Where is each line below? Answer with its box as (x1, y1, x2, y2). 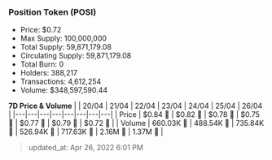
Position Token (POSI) (8, 6, 97, 18)
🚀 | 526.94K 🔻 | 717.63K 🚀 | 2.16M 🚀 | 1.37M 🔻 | (8, 127, 164, 136)
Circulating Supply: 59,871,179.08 (20, 51, 132, 61)
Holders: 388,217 (20, 68, 78, 78)
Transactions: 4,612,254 (20, 76, 102, 87)
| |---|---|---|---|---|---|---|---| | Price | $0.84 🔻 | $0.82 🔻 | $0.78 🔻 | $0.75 (8, 110, 261, 119)
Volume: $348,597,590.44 (20, 85, 108, 95)
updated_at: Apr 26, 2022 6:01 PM (28, 143, 144, 153)
